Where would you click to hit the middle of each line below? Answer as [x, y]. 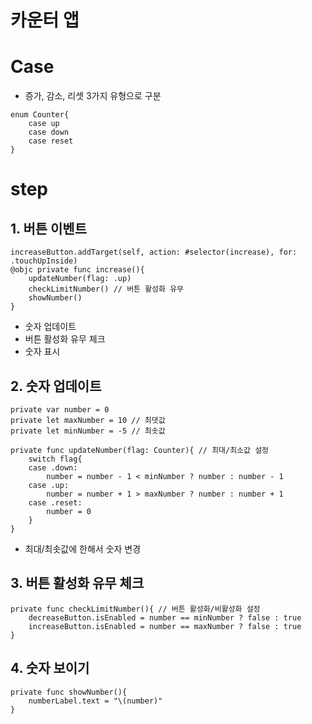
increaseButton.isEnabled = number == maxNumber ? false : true [165, 626]
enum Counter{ [40, 115]
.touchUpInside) [44, 261]
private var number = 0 [60, 409]
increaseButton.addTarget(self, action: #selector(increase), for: [154, 252]
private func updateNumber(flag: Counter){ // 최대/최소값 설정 [140, 450]
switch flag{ [55, 459]
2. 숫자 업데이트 [56, 386]
